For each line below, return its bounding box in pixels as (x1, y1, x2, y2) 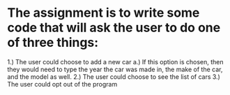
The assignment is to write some (7, 5, 200, 21)
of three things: (7, 35, 99, 50)
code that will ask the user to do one (7, 20, 221, 36)
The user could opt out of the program (7, 80, 118, 88)
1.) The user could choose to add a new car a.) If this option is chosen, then (7, 57, 224, 66)
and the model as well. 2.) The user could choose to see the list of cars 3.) (7, 72, 221, 81)
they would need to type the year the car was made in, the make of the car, (7, 65, 223, 73)
